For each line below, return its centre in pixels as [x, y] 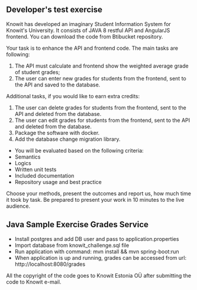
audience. [18, 206]
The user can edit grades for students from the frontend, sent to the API [102, 120]
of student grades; [37, 72]
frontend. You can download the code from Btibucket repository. [85, 36]
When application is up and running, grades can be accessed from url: [101, 257]
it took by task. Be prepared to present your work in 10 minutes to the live [95, 199]
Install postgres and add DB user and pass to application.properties [97, 239]
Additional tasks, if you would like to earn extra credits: [73, 96]
